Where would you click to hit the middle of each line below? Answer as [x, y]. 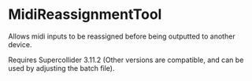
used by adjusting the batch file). [61, 68]
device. [20, 44]
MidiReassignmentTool [85, 15]
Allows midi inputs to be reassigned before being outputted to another [122, 36]
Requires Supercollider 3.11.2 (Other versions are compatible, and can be [126, 60]
